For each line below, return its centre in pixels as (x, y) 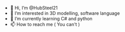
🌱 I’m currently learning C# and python (51, 19)
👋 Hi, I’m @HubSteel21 (34, 8)
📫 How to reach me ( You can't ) (45, 24)
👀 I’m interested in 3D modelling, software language (65, 13)
